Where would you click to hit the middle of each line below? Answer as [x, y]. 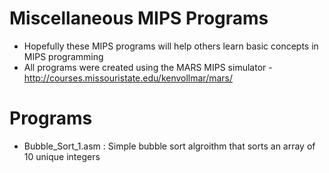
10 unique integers [62, 156]
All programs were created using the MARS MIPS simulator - [148, 67]
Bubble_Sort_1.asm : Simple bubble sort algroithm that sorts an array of [169, 146]
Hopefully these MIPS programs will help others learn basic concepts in [171, 46]
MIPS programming [63, 56]
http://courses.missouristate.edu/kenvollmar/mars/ [128, 78]
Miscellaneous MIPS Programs [139, 18]
